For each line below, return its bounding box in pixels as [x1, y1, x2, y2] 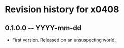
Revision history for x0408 [5, 4, 119, 15]
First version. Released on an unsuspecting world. [12, 37, 116, 43]
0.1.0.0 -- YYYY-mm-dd [5, 24, 82, 32]
